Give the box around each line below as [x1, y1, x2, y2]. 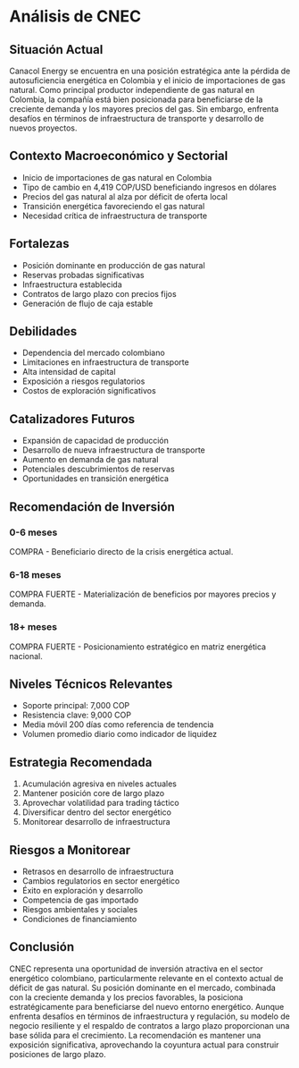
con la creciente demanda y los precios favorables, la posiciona [9, 991, 244, 1003]
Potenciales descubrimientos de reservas [21, 463, 176, 475]
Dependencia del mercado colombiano [21, 347, 165, 359]
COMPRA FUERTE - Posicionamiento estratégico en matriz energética [9, 641, 266, 652]
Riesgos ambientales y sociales [21, 903, 138, 914]
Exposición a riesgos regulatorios [21, 376, 145, 386]
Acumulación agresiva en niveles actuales [21, 778, 177, 789]
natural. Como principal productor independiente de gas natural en [9, 85, 255, 95]
